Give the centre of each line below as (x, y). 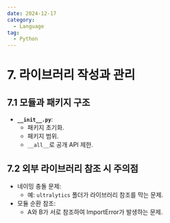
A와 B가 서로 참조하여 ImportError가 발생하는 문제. (95, 212)
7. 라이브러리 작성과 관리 (71, 75)
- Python (26, 39)
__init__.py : (35, 119)
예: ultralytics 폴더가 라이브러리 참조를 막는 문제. (95, 195)
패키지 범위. (43, 136)
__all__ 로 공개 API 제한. (60, 145)
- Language (29, 26)
